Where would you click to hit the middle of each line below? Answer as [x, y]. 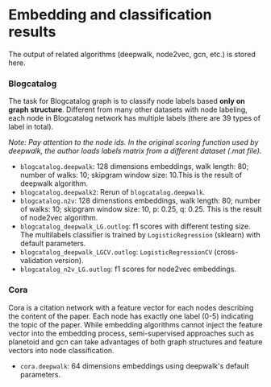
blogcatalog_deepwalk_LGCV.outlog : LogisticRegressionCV [116, 252]
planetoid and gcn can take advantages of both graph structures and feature [135, 342]
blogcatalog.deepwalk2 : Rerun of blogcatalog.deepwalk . [113, 192]
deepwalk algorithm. [54, 183]
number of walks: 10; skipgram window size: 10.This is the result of [131, 175]
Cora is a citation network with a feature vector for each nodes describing [131, 307]
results [32, 32]
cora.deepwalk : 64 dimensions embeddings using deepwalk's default [134, 366]
